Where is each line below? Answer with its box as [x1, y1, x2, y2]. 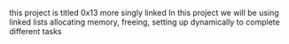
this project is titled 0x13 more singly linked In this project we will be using [9, 8, 279, 18]
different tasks [9, 26, 62, 36]
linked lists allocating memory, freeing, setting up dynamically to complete [9, 17, 281, 27]
